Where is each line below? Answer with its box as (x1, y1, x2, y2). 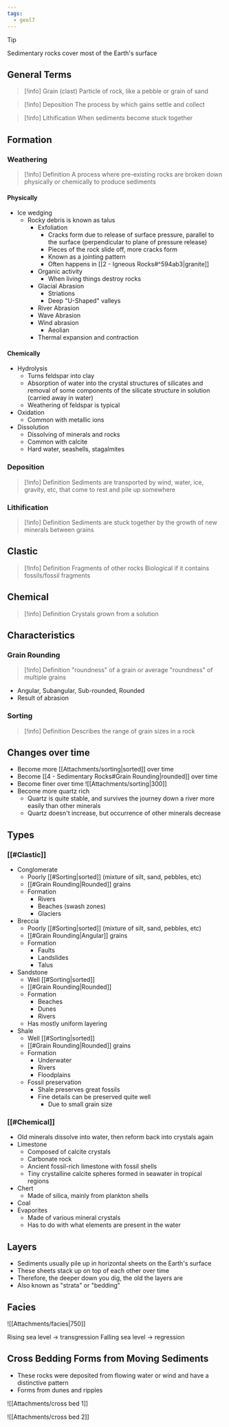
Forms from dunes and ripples (17, 1386, 103, 1394)
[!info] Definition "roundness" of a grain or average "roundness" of (23, 666, 213, 674)
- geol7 (13, 17, 36, 23)
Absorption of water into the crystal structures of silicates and (27, 379, 204, 387)
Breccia (17, 917, 39, 925)
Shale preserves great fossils (37, 1085, 120, 1094)
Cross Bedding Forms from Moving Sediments (7, 1353, 209, 1365)
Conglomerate (17, 865, 58, 874)
